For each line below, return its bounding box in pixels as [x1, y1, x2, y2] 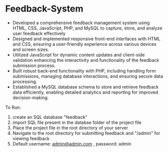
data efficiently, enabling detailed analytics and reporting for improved [12, 89, 158, 95]
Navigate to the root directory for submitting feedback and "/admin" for [12, 130, 160, 136]
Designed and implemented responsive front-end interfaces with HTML [12, 36, 161, 42]
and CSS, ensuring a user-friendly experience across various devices [12, 41, 157, 47]
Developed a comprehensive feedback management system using [12, 20, 150, 26]
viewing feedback [12, 135, 50, 141]
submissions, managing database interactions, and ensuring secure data [12, 73, 163, 79]
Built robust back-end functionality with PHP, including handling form [12, 67, 156, 73]
